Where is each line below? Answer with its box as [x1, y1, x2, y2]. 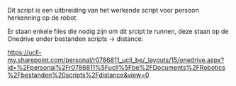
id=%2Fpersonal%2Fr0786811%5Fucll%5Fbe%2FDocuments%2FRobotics [7, 63, 225, 71]
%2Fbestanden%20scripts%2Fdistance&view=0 [7, 70, 150, 79]
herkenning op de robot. [7, 13, 78, 22]
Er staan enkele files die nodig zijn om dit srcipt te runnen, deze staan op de [7, 27, 229, 35]
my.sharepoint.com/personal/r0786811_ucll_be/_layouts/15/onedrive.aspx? [7, 56, 225, 64]
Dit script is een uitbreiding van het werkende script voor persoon [7, 6, 200, 14]
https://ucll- [7, 49, 43, 56]
